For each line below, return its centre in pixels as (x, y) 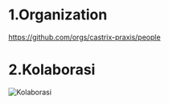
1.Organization (58, 15)
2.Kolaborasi (52, 70)
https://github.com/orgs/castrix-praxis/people (84, 37)
